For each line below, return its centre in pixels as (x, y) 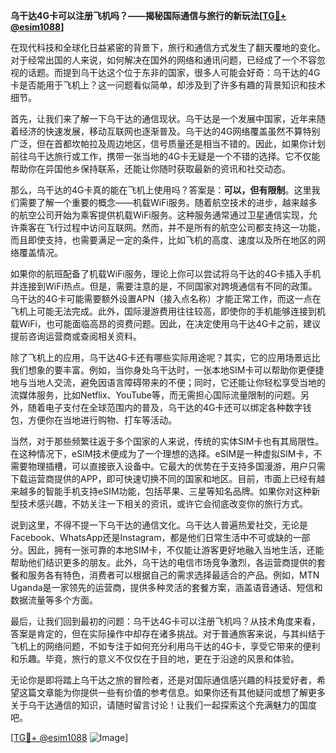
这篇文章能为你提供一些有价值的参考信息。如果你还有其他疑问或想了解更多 (172, 692)
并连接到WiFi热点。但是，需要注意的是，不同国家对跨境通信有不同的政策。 (164, 286)
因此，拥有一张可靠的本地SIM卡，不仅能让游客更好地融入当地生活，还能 (176, 550)
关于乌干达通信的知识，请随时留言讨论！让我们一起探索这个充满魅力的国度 (163, 705)
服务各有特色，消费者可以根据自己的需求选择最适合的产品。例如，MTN (173, 575)
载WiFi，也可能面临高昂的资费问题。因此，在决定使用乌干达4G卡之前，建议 (166, 323)
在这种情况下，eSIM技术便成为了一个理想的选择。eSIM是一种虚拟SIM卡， (162, 453)
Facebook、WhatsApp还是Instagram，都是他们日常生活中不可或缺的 (151, 537)
